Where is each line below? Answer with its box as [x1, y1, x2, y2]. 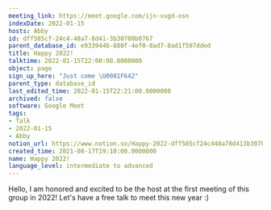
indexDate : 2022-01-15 [8, 19, 85, 27]
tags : [8, 110, 27, 118]
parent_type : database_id [8, 79, 95, 87]
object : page [8, 65, 52, 73]
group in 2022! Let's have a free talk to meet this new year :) [8, 193, 210, 203]
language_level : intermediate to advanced [8, 162, 153, 170]
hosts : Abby [8, 27, 48, 35]
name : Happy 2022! [8, 154, 70, 162]
